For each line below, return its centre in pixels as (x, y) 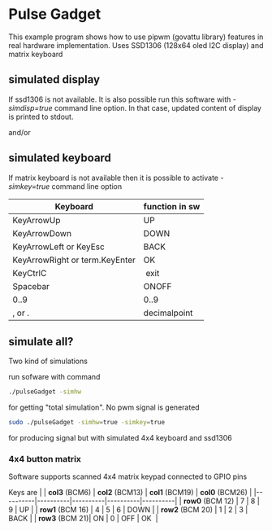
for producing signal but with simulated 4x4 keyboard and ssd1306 (121, 438)
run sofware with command (54, 377)
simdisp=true (30, 108)
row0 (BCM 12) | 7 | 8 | (221, 501)
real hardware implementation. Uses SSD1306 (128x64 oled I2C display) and (136, 45)
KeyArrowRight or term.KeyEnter (74, 260)
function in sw (172, 206)
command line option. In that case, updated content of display (158, 108)
